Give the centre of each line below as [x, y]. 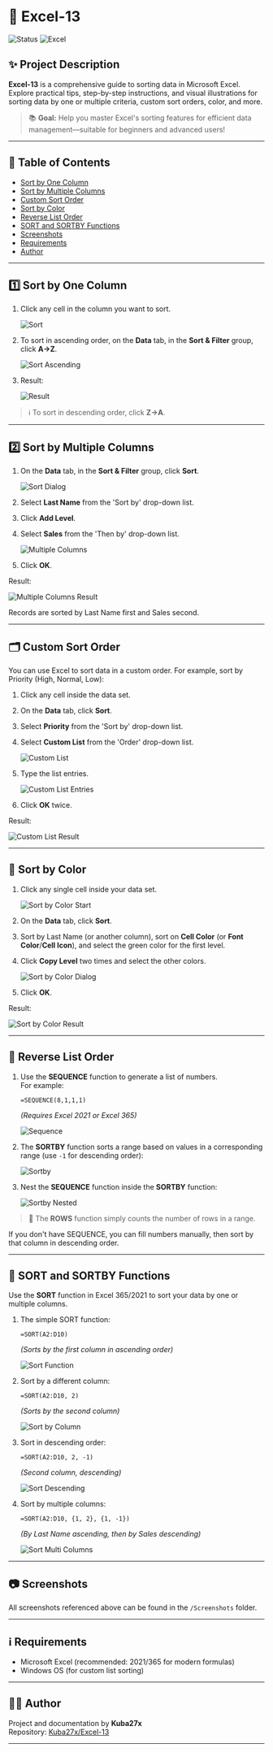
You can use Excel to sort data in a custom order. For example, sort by [126, 670]
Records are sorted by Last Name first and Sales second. [104, 613]
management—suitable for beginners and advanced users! [127, 129]
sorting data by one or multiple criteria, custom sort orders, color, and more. [135, 102]
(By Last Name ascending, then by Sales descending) [110, 1534]
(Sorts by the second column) [70, 1411]
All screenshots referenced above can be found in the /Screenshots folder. [133, 1607]
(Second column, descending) [71, 1472]
